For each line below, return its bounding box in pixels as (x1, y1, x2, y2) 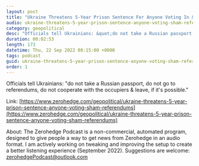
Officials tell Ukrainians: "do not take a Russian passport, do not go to (6, 80, 176, 87)
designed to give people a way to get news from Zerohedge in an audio (6, 135, 181, 142)
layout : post (6, 8, 38, 15)
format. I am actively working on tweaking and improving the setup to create (6, 141, 192, 148)
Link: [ (6, 98, 22, 105)
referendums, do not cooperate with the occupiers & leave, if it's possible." (6, 87, 189, 94)
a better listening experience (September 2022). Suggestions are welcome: (6, 147, 190, 154)
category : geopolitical (6, 25, 65, 31)
